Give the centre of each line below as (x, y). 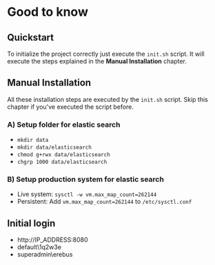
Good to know (48, 12)
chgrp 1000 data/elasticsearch (62, 162)
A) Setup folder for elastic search (64, 125)
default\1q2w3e (39, 247)
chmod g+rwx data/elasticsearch (63, 155)
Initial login (31, 223)
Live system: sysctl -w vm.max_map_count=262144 (87, 194)
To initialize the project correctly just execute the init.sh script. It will (106, 54)
